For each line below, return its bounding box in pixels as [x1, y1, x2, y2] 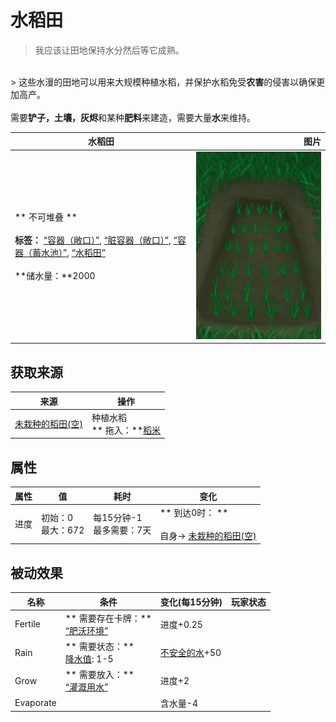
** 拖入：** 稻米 [91, 424, 162, 436]
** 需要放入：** [64, 669, 135, 681]
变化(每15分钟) [159, 596, 223, 608]
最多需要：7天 [93, 524, 152, 536]
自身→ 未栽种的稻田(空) [159, 529, 257, 541]
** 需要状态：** [64, 641, 135, 653]
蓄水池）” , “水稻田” [31, 247, 107, 259]
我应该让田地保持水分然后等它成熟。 [34, 44, 185, 56]
